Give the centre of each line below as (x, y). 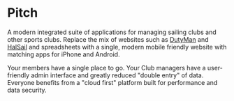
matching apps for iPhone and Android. (64, 54)
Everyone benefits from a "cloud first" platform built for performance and (112, 82)
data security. (27, 90)
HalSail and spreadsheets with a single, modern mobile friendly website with (117, 47)
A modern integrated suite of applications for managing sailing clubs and (112, 32)
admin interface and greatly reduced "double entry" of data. (117, 75)
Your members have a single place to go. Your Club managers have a (107, 68)
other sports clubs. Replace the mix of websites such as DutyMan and (108, 39)
